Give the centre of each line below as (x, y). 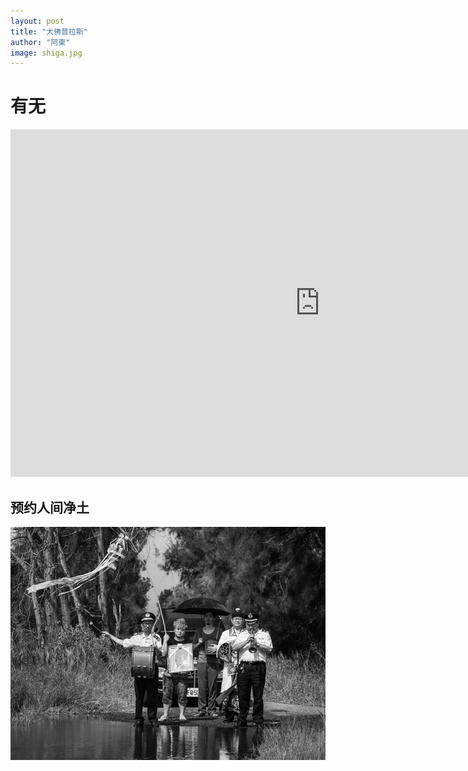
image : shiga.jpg (46, 53)
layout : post (37, 21)
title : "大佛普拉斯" (49, 31)
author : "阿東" (40, 42)
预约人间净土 (50, 507)
